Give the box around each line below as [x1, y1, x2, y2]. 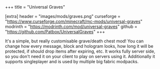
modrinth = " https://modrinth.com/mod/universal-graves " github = [5, 24, 138, 29]
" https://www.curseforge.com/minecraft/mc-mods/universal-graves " [5, 19, 143, 24]
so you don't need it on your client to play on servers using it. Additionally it [5, 54, 156, 59]
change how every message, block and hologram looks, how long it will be [5, 43, 154, 49]
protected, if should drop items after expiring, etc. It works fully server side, [5, 48, 156, 54]
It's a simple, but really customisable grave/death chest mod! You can [5, 38, 144, 44]
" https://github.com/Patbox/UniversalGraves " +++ [5, 29, 105, 34]
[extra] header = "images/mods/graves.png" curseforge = [5, 14, 121, 19]
